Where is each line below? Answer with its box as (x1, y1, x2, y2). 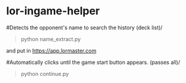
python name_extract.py (20, 35, 81, 42)
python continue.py (20, 70, 69, 77)
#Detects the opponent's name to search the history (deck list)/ (6, 24, 163, 31)
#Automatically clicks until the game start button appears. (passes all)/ (6, 59, 181, 66)
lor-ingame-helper (6, 4, 100, 18)
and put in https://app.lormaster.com (6, 47, 97, 54)
